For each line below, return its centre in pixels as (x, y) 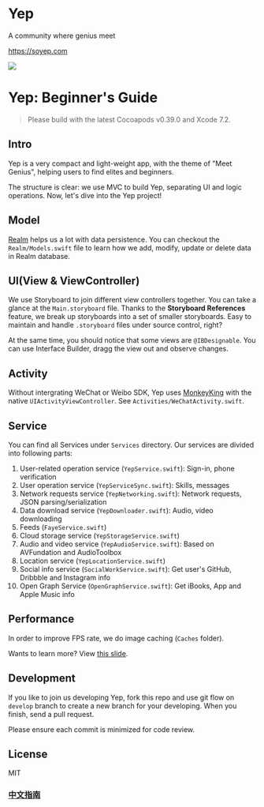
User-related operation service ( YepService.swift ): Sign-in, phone (127, 468)
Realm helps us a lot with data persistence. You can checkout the (114, 239)
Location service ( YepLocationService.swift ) (93, 561)
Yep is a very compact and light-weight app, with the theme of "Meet (120, 163)
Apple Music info (47, 594)
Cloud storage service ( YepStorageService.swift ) (99, 535)
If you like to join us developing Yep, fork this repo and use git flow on (121, 697)
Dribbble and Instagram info (65, 577)
